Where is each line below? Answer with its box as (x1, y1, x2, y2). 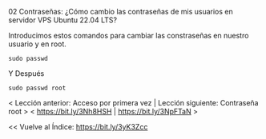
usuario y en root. (8, 39, 66, 49)
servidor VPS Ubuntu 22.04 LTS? (8, 15, 118, 25)
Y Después (8, 69, 45, 78)
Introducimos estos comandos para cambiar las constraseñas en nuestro (8, 31, 249, 40)
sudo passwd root (8, 84, 66, 92)
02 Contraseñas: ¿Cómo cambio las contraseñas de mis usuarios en (8, 7, 234, 16)
